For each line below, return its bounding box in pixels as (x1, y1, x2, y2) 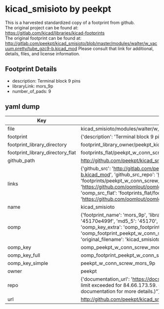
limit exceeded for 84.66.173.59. (80, 282, 157, 288)
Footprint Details (5, 65, 57, 73)
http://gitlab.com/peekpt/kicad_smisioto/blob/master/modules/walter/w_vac (5, 40, 158, 46)
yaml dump (5, 103, 40, 111)
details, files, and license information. (5, 50, 81, 57)
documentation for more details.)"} (80, 287, 160, 294)
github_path (7, 157, 35, 164)
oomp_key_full (7, 252, 41, 259)
